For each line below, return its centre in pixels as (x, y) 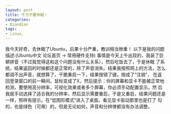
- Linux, (15, 34)
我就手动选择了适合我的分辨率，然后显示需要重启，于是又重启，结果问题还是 (85, 94)
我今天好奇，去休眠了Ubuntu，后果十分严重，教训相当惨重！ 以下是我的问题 (85, 49)
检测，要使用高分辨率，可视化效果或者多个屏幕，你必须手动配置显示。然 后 (84, 87)
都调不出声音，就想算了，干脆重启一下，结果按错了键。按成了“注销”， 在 (81, 74)
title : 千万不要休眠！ (27, 15)
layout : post (19, 10)
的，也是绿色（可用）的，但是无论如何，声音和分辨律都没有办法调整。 (79, 106)
